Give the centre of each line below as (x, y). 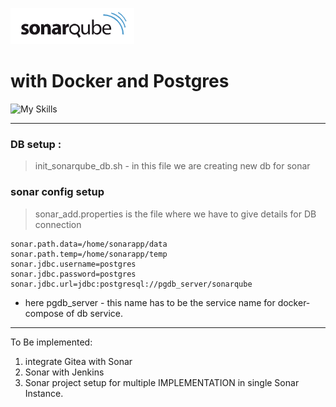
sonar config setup (57, 192)
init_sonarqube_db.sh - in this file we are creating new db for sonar (172, 166)
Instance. (44, 393)
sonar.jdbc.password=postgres (73, 274)
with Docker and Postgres (120, 81)
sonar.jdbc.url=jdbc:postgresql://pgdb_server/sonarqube (131, 284)
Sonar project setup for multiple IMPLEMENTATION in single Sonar (162, 382)
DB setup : (36, 144)
